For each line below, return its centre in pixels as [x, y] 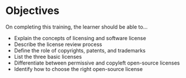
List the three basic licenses [48, 56]
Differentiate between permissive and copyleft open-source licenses [97, 63]
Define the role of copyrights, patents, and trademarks [80, 50]
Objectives [33, 11]
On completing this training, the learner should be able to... [77, 27]
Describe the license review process [58, 44]
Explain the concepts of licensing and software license [80, 38]
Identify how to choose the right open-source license [78, 69]
